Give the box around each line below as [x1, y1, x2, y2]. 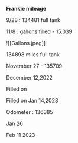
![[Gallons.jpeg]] [6, 40, 46, 46]
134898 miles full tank [6, 51, 60, 58]
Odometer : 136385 [6, 109, 53, 115]
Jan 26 [6, 120, 24, 127]
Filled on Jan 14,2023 [6, 97, 58, 104]
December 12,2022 [6, 74, 53, 81]
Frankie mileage [6, 5, 47, 12]
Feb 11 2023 [6, 132, 35, 138]
